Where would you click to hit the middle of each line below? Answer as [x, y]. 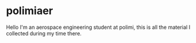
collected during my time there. [44, 33]
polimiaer [30, 11]
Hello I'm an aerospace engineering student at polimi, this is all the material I [98, 27]
